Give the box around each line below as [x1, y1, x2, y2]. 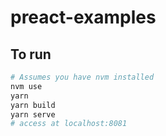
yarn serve [10, 109, 56, 120]
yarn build [10, 100, 56, 110]
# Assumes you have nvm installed [10, 72, 155, 82]
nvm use [10, 81, 43, 91]
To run [10, 46, 52, 63]
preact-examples [10, 6, 157, 29]
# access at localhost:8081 [10, 119, 128, 129]
